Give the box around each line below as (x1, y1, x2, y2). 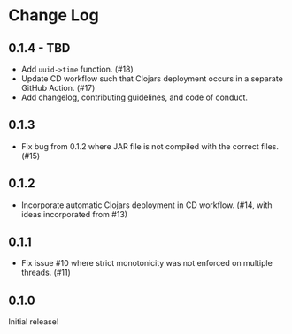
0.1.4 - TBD (8, 41, 71, 56)
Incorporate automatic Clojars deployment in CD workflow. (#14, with (20, 200, 273, 210)
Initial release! (8, 316, 59, 327)
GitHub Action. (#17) (20, 83, 96, 93)
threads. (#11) (20, 267, 72, 278)
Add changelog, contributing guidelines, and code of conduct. (20, 92, 249, 102)
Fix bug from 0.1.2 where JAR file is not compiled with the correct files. (20, 140, 280, 151)
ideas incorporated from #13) (20, 209, 128, 219)
